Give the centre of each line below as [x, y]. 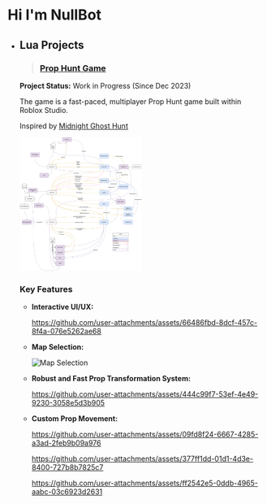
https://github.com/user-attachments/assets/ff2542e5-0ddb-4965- [145, 483]
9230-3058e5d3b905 [68, 403]
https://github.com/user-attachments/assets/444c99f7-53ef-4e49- [145, 394]
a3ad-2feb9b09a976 [66, 443]
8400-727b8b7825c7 [67, 467]
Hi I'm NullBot [55, 15]
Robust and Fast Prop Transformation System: [111, 379]
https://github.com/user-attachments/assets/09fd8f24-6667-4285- [145, 434]
